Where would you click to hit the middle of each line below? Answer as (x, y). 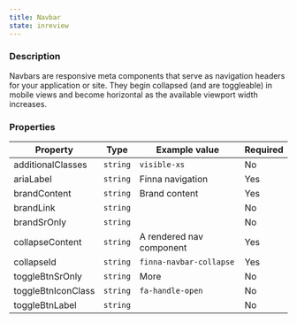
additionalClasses (50, 165)
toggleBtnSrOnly (48, 277)
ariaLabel (33, 180)
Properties (32, 127)
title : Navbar (35, 17)
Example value (187, 150)
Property (54, 150)
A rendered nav (171, 237)
